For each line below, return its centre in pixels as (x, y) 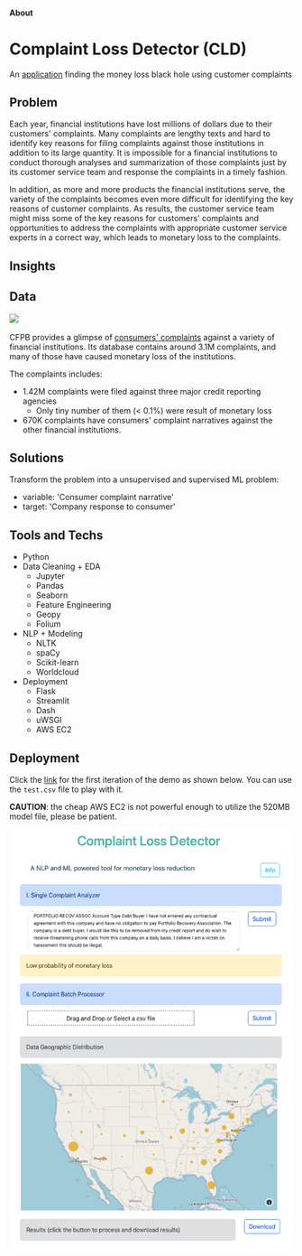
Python (36, 557)
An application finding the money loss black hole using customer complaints (151, 74)
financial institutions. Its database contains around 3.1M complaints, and (143, 347)
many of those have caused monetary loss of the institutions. (123, 356)
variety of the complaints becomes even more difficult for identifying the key (151, 200)
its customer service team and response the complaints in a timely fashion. (148, 172)
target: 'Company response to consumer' (99, 507)
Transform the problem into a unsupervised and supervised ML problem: (144, 479)
